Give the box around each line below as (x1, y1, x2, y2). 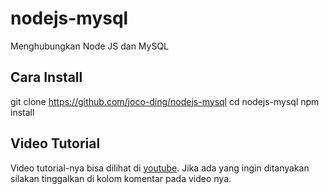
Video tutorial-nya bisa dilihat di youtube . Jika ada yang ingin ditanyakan (10, 162, 310, 174)
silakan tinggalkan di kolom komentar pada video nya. (10, 172, 232, 184)
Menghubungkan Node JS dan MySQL (10, 40, 170, 52)
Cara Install (10, 69, 83, 86)
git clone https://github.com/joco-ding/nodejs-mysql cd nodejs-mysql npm (10, 95, 320, 107)
